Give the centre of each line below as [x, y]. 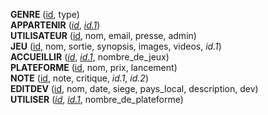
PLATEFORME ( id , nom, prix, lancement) [94, 67]
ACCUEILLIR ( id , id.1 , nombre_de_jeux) [90, 57]
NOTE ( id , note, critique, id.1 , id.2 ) [79, 78]
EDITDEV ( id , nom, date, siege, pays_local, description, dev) [134, 88]
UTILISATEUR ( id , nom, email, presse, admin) [103, 35]
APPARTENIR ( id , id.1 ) [55, 25]
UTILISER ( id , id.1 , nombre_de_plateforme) [97, 99]
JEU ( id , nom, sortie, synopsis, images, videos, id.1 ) [116, 46]
